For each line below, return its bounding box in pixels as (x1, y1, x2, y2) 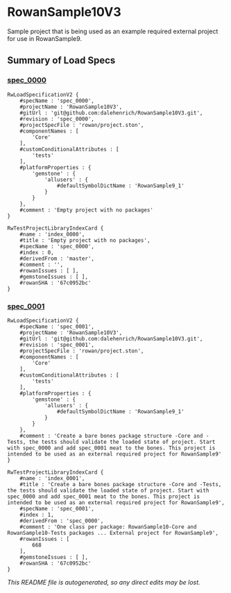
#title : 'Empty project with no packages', (19, 237, 151, 243)
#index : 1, (19, 511, 54, 518)
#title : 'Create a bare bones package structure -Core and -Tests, (19, 481, 222, 488)
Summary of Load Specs (7, 55, 116, 67)
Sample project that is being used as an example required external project (7, 27, 219, 35)
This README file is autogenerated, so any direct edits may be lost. (7, 578, 200, 586)
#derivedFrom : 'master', (19, 255, 95, 262)
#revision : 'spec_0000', (19, 115, 95, 122)
